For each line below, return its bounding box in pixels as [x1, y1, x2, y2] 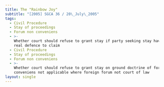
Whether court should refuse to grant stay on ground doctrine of [14, 66, 152, 71]
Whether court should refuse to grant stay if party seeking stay [14, 39, 152, 43]
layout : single [5, 74, 36, 79]
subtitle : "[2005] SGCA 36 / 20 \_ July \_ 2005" [5, 12, 99, 16]
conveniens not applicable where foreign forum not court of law [14, 70, 150, 75]
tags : [5, 16, 16, 21]
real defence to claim [14, 43, 60, 48]
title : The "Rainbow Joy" [5, 7, 58, 12]
